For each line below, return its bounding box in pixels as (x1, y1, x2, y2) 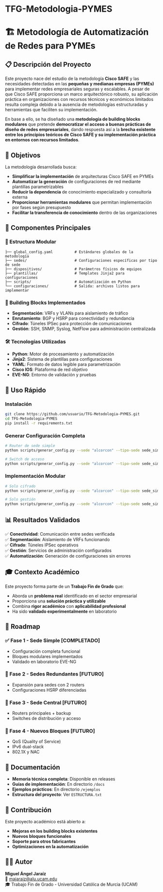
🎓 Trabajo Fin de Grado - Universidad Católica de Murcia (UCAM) (5, 881, 138, 887)
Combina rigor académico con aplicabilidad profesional (12, 603, 126, 609)
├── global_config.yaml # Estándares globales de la (5, 250, 133, 254)
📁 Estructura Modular (5, 238, 57, 245)
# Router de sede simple (5, 443, 55, 448)
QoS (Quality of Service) (12, 738, 61, 744)
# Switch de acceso (5, 457, 45, 462)
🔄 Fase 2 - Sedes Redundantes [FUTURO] (5, 671, 104, 678)
